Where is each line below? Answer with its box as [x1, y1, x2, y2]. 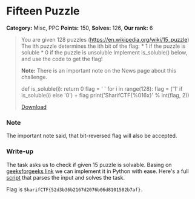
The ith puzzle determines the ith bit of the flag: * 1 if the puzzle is [21, 42, 186, 50]
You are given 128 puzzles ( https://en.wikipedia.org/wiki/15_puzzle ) [21, 36, 190, 43]
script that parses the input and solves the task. [6, 174, 125, 181]
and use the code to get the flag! [21, 55, 103, 62]
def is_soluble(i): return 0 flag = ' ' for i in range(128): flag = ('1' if [21, 85, 183, 92]
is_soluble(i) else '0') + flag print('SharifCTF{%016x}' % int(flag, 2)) [21, 91, 190, 99]
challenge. [21, 73, 47, 80]
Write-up [6, 147, 34, 155]
